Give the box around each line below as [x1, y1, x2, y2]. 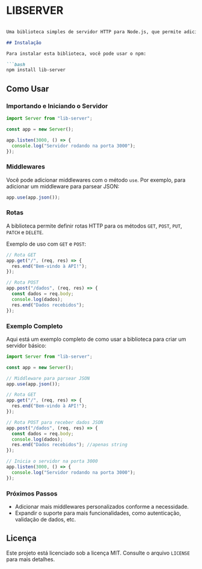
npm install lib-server [6, 67, 66, 73]
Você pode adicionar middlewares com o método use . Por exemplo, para [6, 176, 186, 184]
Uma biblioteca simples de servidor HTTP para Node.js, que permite [6, 28, 182, 35]
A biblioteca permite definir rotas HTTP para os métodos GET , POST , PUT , [6, 222, 182, 229]
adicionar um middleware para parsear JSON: [6, 182, 120, 190]
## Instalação [6, 40, 42, 46]
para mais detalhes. [6, 555, 55, 563]
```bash [6, 61, 26, 67]
